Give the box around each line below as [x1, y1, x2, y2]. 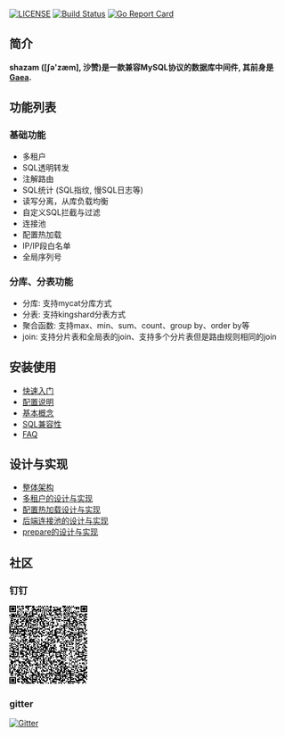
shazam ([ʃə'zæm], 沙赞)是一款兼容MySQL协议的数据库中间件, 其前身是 [9, 62, 274, 72]
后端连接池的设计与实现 [21, 516, 109, 526]
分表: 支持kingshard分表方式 [21, 309, 126, 319]
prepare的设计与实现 [21, 526, 99, 537]
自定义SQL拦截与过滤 [21, 206, 101, 218]
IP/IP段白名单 [21, 240, 71, 251]
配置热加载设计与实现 [21, 504, 101, 515]
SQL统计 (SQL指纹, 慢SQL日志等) [21, 184, 144, 195]
